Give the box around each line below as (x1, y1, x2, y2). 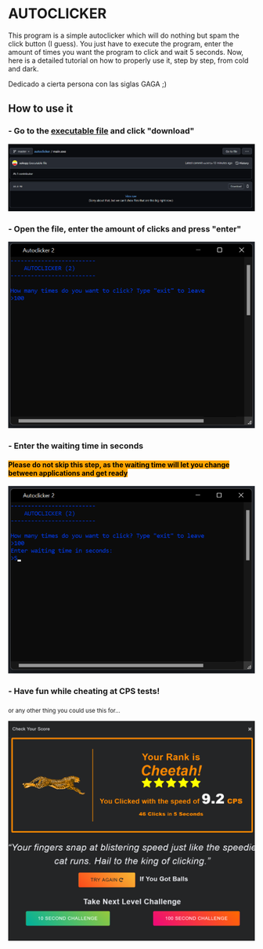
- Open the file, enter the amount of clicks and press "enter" (8, 224, 242, 234)
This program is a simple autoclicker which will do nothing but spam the (8, 31, 240, 40)
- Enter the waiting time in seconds (8, 440, 143, 451)
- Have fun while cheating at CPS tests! (8, 685, 160, 696)
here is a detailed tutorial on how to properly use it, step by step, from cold (8, 56, 249, 65)
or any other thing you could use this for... (8, 707, 121, 715)
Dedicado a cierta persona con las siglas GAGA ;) (8, 79, 167, 89)
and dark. (8, 64, 39, 73)
